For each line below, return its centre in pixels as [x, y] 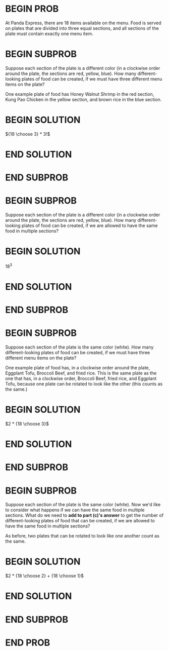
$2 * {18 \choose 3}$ [27, 424]
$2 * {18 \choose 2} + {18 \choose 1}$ [45, 576]
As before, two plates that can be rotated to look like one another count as [82, 536]
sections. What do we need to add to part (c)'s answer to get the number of [84, 515]
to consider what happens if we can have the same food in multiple [75, 510]
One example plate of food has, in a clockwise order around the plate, [78, 368]
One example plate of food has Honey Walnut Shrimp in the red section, [80, 94]
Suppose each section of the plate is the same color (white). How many [79, 347]
